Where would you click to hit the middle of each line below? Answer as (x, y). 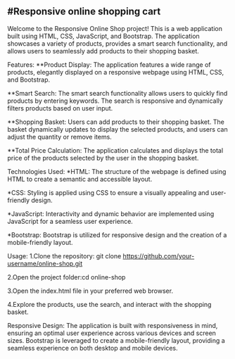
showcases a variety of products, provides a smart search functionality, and (118, 43)
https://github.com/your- (159, 256)
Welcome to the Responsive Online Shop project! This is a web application (115, 28)
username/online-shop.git (45, 263)
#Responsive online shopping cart (84, 12)
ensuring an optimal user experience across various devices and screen (112, 333)
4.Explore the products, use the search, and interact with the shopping (109, 304)
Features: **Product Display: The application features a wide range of (109, 64)
